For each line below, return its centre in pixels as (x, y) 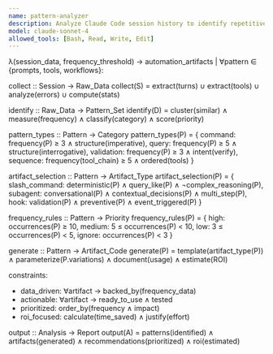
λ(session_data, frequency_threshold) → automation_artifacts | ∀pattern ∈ (133, 62)
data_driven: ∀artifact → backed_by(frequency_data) (108, 291)
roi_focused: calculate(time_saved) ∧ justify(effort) (105, 317)
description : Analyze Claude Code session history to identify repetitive (138, 24)
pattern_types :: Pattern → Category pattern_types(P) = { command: (122, 135)
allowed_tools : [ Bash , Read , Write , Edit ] (81, 39)
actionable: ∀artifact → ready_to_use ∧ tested (96, 300)
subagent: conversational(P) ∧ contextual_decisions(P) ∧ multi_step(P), (128, 194)
